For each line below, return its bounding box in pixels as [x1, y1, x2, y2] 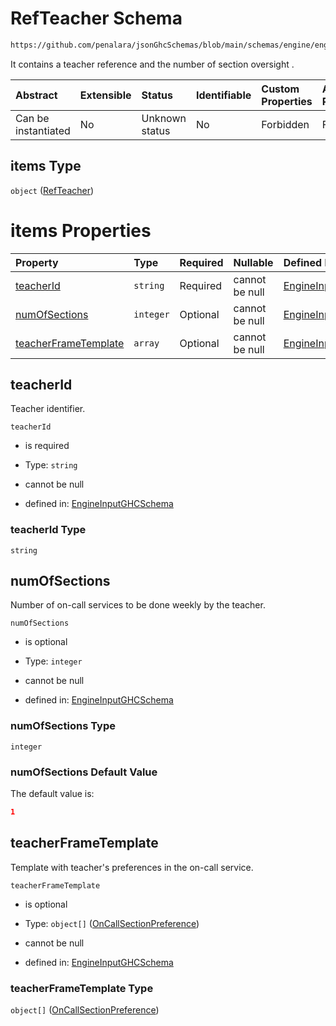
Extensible [79, 88, 132, 102]
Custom [261, 82, 300, 96]
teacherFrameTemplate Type [10, 981, 154, 995]
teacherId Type [10, 523, 87, 537]
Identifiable [195, 88, 252, 102]
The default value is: [10, 788, 95, 800]
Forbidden [261, 117, 310, 131]
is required [24, 440, 70, 452]
